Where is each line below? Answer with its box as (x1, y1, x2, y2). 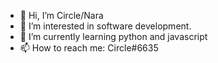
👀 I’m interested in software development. (19, 20, 192, 32)
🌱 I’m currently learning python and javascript (19, 31, 208, 42)
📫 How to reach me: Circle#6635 (19, 42, 159, 54)
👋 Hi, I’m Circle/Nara (19, 10, 104, 21)
